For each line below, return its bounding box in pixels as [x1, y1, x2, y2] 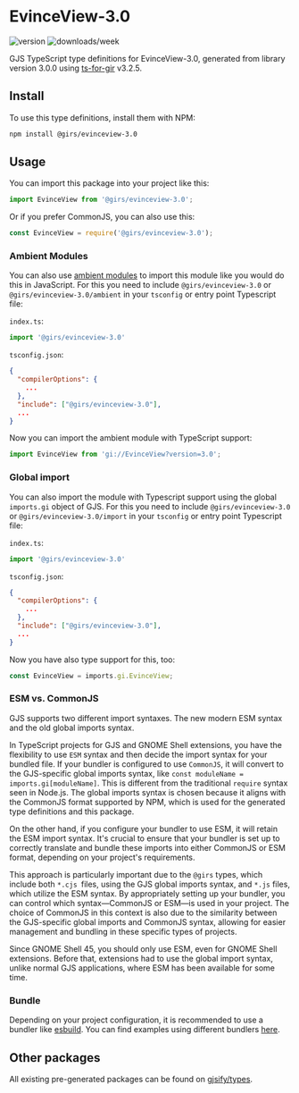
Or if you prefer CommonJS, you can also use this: [9, 212, 195, 223]
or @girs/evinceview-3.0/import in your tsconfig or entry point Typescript [9, 510, 283, 521]
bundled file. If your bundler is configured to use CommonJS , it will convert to [9, 758, 284, 769]
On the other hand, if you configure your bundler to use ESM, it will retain [9, 823, 278, 834]
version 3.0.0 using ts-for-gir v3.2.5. [9, 63, 143, 73]
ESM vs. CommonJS [9, 693, 100, 705]
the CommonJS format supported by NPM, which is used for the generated [9, 796, 286, 807]
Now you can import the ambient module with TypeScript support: [9, 433, 253, 443]
